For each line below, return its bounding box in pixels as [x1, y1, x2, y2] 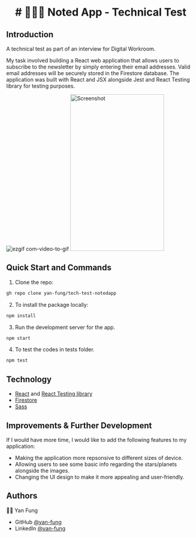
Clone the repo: [14, 279, 54, 286]
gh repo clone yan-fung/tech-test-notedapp [6, 290, 117, 296]
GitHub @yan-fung [14, 518, 62, 525]
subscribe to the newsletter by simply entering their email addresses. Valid [6, 63, 191, 70]
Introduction [6, 29, 54, 40]
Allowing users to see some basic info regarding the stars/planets [14, 461, 177, 468]
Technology [6, 374, 52, 384]
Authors [6, 491, 38, 501]
